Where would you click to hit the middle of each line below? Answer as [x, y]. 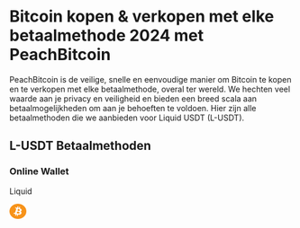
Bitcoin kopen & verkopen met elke [142, 17]
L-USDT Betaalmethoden [80, 146]
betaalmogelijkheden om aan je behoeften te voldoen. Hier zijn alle [133, 108]
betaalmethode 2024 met [107, 35]
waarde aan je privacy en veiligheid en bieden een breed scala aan [133, 98]
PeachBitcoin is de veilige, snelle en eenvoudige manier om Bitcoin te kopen [150, 79]
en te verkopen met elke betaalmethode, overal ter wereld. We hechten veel [150, 89]
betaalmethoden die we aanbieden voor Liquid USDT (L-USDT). [127, 118]
